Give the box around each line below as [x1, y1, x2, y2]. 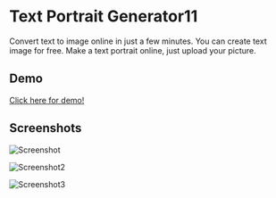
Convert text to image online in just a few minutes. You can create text [9, 36, 267, 46]
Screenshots [9, 120, 82, 136]
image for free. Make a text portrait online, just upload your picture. [9, 45, 256, 55]
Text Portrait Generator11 [9, 6, 198, 27]
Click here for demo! [9, 95, 85, 105]
